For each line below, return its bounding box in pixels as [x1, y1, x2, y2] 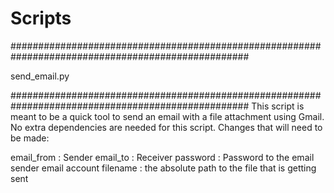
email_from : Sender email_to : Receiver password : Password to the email [10, 151, 315, 163]
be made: [10, 132, 50, 144]
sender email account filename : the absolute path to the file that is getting [10, 162, 317, 174]
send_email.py [10, 70, 70, 82]
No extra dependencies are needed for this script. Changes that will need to [10, 121, 323, 133]
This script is [251, 100, 305, 112]
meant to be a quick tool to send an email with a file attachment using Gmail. [10, 110, 325, 122]
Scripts [10, 7, 72, 30]
